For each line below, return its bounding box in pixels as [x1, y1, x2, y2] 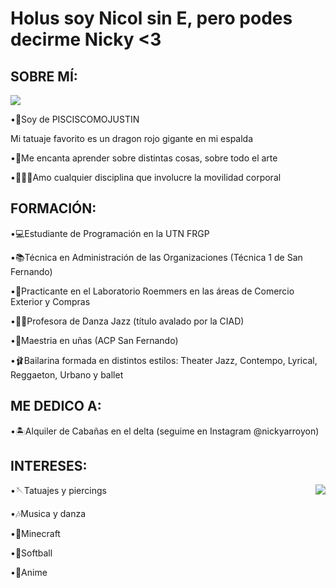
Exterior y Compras [10, 295, 91, 307]
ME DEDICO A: [10, 398, 102, 415]
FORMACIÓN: [10, 200, 97, 217]
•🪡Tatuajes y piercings [10, 485, 107, 497]
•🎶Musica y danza [10, 508, 87, 520]
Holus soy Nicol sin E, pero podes [10, 7, 293, 30]
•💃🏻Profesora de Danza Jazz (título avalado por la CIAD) [10, 315, 245, 327]
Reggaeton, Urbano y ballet [10, 368, 124, 381]
